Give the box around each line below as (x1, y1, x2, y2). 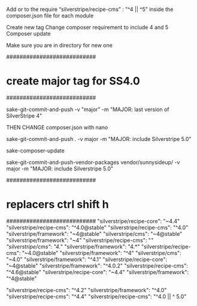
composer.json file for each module (6, 12, 94, 19)
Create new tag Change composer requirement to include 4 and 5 (6, 24, 169, 31)
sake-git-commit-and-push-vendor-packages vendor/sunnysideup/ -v (6, 158, 180, 166)
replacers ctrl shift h (6, 198, 109, 211)
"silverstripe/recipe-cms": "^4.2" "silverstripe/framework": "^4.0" (6, 286, 167, 293)
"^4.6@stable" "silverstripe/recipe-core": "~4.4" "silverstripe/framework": (6, 268, 189, 275)
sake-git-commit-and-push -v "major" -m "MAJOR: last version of (6, 106, 169, 113)
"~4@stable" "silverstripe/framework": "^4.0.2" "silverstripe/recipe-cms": (6, 262, 189, 269)
